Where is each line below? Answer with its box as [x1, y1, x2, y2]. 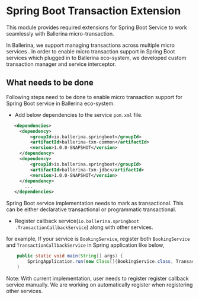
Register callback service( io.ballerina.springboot [14, 218, 140, 225]
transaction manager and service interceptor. [6, 61, 117, 68]
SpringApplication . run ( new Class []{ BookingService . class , [27, 259, 174, 265]
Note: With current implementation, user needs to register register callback [6, 275, 189, 282]
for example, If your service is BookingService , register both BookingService [6, 236, 191, 243]
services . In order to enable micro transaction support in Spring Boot [6, 47, 175, 55]
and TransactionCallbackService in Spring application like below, [6, 241, 165, 249]
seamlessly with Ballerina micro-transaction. [6, 30, 114, 37]
